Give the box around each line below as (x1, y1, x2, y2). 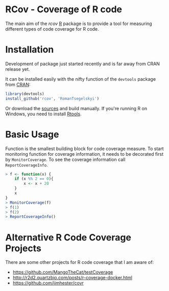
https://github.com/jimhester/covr (12, 280, 84, 286)
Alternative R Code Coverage (5, 231, 132, 243)
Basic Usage (5, 129, 59, 140)
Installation (5, 44, 54, 56)
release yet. (5, 66, 30, 72)
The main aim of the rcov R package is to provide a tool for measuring (5, 20, 152, 27)
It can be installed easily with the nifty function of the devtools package (5, 76, 156, 82)
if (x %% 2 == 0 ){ (14, 176, 54, 182)
